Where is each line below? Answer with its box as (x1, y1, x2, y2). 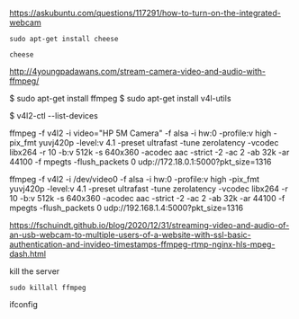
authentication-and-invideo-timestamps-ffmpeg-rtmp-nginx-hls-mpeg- (9, 239, 276, 250)
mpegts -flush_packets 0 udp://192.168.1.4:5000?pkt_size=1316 (9, 202, 244, 213)
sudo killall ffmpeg (9, 283, 87, 292)
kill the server (9, 266, 60, 277)
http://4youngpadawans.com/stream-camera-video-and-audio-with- (9, 66, 266, 76)
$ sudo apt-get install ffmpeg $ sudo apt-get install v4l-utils (9, 93, 231, 103)
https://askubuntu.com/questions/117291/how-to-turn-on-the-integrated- (9, 8, 282, 18)
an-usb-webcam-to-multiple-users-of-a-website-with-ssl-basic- (9, 229, 251, 240)
